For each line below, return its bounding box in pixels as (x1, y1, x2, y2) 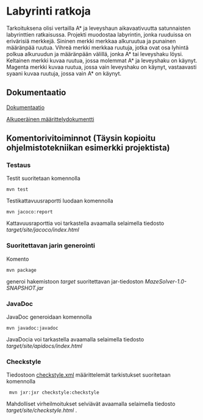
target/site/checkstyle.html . (6, 407, 77, 414)
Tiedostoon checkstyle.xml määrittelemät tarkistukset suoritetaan (6, 371, 171, 379)
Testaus (6, 161, 31, 169)
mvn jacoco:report (6, 209, 53, 215)
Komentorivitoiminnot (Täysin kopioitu (6, 133, 156, 144)
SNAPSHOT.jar (6, 284, 44, 291)
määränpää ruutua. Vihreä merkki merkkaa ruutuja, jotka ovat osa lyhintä (6, 44, 189, 51)
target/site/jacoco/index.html (6, 226, 79, 233)
